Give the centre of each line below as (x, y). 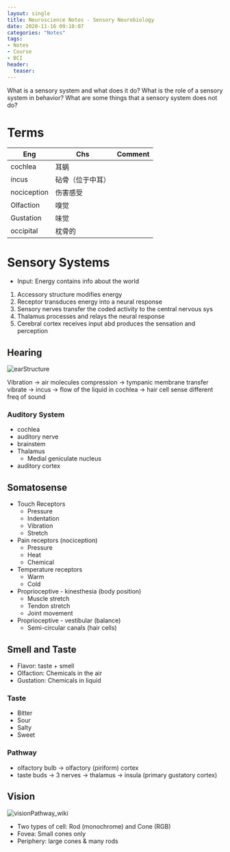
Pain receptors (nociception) (57, 540)
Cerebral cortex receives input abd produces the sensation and (106, 324)
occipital (24, 231)
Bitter (25, 713)
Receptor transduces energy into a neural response (90, 302)
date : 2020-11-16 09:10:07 (46, 26)
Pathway (22, 753)
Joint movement (50, 613)
